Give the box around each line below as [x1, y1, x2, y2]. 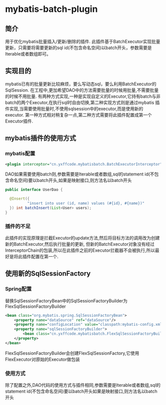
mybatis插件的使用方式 [5, 134, 77, 142]
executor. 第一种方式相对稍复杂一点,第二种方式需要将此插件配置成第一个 [5, 112, 152, 117]
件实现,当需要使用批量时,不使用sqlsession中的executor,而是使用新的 [5, 106, 143, 112]
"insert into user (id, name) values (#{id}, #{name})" [27, 201, 145, 206]
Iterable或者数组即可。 [5, 51, 51, 57]
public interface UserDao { [5, 187, 63, 192]
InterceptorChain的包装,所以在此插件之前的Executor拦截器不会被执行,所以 [5, 247, 155, 253]
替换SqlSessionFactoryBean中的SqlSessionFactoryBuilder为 [5, 297, 127, 303]
